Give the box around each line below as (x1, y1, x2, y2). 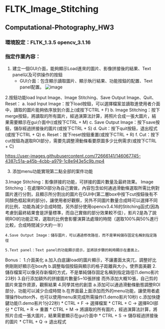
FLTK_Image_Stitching (5, 3, 99, 15)
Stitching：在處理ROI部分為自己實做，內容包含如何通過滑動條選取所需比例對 (5, 185, 160, 191)
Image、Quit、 (126, 94, 157, 100)
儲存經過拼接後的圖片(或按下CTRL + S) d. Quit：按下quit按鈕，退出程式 (13, 125, 158, 131)
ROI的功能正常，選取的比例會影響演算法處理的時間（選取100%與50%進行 (9, 216, 159, 222)
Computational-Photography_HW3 (5, 23, 114, 32)
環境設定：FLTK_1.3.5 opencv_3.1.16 (5, 39, 91, 45)
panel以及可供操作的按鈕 (12, 72, 63, 78)
